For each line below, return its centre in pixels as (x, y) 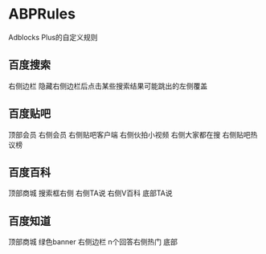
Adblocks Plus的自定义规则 (53, 37)
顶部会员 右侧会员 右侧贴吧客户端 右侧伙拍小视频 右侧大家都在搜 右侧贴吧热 (133, 134)
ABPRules (42, 14)
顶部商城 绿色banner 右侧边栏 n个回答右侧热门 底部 (93, 242)
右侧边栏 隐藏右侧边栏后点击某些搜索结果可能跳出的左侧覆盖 (108, 86)
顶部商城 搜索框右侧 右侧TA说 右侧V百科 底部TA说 (90, 193)
